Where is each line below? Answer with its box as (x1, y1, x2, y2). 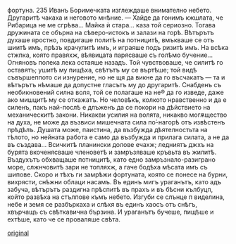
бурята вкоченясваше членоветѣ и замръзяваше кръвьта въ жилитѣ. (7, 148, 217, 156)
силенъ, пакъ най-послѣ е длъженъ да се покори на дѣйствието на (7, 103, 211, 111)
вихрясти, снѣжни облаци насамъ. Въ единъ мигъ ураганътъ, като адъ (7, 178, 222, 186)
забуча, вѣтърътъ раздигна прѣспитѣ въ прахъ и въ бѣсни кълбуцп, (7, 186, 213, 193)
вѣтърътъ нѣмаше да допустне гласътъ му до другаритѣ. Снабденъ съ (7, 81, 222, 89)
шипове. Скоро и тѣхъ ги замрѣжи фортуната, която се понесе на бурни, (7, 170, 228, 179)
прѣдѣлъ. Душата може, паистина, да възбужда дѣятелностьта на (7, 126, 208, 134)
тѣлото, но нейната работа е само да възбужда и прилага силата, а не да (7, 133, 230, 141)
